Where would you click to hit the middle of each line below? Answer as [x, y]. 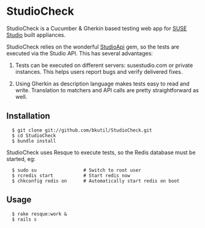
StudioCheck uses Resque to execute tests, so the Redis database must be [101, 152]
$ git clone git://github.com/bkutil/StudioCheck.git [82, 130]
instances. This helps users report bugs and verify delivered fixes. [99, 71]
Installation [28, 116]
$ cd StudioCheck [34, 136]
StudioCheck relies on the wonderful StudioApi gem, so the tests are [93, 47]
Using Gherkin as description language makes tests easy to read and [102, 84]
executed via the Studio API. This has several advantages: [80, 53]
